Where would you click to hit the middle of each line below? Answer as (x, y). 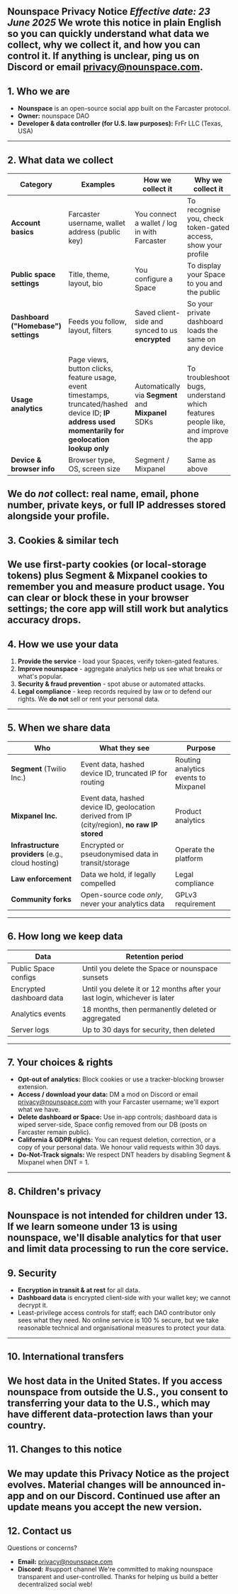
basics (22, 232)
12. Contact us (40, 1530)
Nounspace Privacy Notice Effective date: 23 (109, 12)
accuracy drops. (44, 620)
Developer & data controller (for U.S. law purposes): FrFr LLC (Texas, (120, 124)
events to (190, 777)
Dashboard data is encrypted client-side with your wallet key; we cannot (124, 1298)
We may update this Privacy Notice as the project (118, 1474)
